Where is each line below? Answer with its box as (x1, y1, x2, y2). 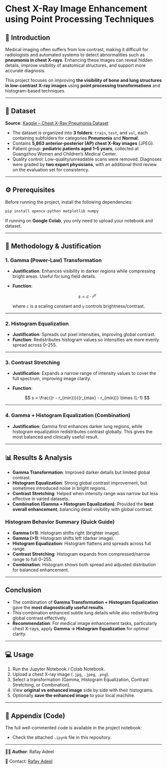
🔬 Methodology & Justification (5, 242, 101, 250)
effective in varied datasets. (12, 496, 70, 502)
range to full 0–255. (12, 556, 53, 562)
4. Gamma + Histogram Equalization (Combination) (5, 412, 131, 419)
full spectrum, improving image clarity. (12, 376, 91, 382)
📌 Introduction (5, 33, 51, 42)
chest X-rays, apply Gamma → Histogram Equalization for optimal (12, 625, 149, 631)
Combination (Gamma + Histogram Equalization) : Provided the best (12, 501, 154, 507)
